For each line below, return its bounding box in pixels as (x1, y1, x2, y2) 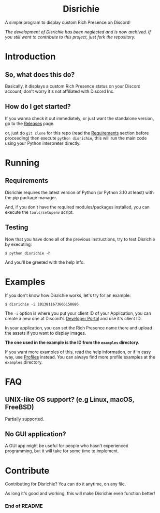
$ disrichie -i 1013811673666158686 (5, 302, 79, 307)
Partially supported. (5, 416, 44, 422)
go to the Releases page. (5, 120, 55, 126)
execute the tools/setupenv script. (5, 209, 74, 215)
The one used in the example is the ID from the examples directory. (5, 339, 140, 345)
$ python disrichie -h (5, 251, 51, 256)
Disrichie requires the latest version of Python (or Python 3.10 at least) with (5, 189, 154, 195)
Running (5, 157, 40, 168)
